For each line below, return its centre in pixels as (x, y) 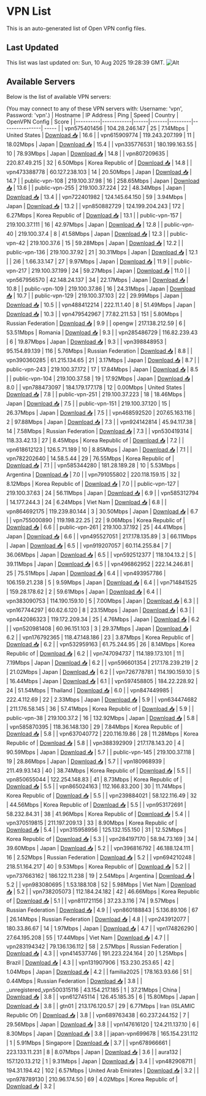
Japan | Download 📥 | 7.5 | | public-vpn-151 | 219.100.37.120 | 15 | (88, 403)
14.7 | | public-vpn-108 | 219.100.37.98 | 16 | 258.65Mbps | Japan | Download (103, 181)
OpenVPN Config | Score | (39, 122)
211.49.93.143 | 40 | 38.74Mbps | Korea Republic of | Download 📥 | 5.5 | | (99, 770)
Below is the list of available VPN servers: (59, 96)
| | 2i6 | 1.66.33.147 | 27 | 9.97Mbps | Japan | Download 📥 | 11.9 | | (90, 261)
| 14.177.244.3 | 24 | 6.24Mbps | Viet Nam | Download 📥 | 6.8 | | (86, 502)
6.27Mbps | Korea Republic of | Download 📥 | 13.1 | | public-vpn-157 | (94, 215)
